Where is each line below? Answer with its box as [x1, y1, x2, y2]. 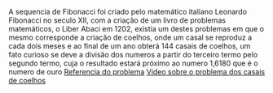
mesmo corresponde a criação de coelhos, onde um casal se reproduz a [8, 32, 253, 42]
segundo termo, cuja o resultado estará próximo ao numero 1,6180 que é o [8, 58, 258, 68]
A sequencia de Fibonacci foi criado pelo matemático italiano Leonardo [8, 7, 247, 16]
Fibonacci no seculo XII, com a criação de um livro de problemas [8, 15, 227, 25]
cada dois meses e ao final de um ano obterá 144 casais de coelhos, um [8, 41, 251, 51]
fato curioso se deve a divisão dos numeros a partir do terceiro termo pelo [8, 50, 258, 59]
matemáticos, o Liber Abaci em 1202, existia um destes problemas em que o [8, 24, 265, 33]
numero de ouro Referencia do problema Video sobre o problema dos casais [8, 67, 266, 76]
